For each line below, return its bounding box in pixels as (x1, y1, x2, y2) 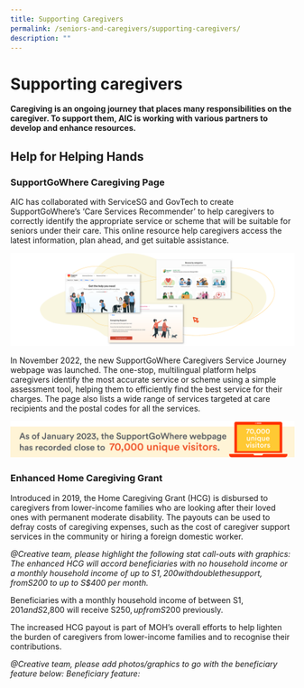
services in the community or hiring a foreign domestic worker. (10, 531, 244, 542)
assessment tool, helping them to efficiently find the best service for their (10, 384, 283, 395)
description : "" (10, 33, 71, 42)
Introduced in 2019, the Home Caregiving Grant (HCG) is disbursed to (10, 492, 269, 503)
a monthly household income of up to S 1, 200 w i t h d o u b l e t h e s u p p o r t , (10, 567, 263, 578)
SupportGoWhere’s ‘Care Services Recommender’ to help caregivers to (10, 206, 274, 217)
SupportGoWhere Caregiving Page (10, 176, 165, 189)
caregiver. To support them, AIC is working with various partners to (10, 113, 269, 124)
